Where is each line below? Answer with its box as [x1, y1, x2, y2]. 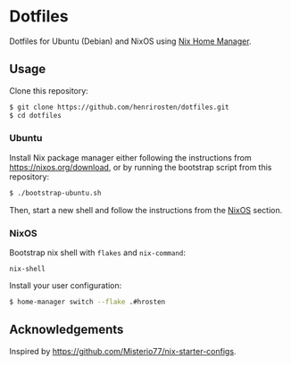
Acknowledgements [9, 322, 124, 337]
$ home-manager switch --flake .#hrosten [9, 297, 166, 306]
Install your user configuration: [9, 279, 122, 291]
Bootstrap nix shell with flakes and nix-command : [9, 247, 186, 258]
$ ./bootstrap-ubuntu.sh [9, 188, 102, 197]
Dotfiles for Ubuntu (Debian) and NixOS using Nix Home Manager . [9, 36, 252, 46]
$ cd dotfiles [9, 111, 62, 120]
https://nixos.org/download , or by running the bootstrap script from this [9, 162, 272, 172]
